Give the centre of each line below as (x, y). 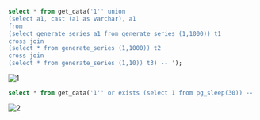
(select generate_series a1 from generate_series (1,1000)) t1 (115, 33)
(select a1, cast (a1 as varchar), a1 (72, 19)
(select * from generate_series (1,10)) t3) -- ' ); (95, 64)
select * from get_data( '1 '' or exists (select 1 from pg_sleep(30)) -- (131, 93)
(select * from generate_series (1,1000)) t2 (84, 48)
